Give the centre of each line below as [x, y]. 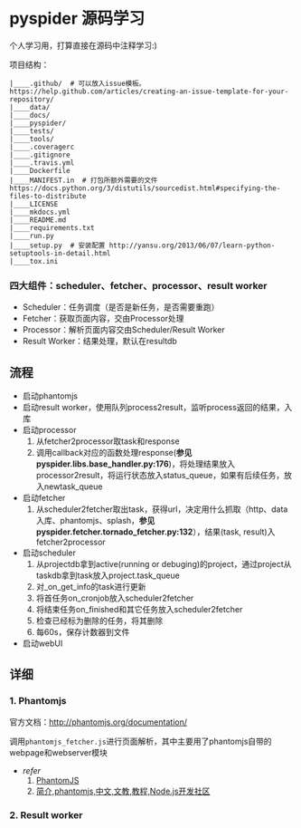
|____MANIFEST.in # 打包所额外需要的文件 [84, 180]
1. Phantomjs [38, 701]
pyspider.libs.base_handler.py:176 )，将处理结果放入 [135, 464]
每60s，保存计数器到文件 [83, 632]
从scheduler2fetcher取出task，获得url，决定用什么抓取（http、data [162, 509]
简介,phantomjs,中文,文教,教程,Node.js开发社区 [123, 791]
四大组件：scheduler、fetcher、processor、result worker [138, 285]
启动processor [49, 430]
